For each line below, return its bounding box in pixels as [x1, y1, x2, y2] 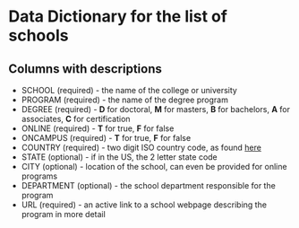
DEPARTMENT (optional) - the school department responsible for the [21, 180, 277, 190]
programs [21, 171, 58, 181]
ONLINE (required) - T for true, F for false [21, 123, 175, 134]
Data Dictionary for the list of [8, 6, 227, 27]
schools [8, 25, 69, 46]
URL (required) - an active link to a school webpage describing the [21, 199, 268, 210]
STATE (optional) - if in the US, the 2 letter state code [21, 152, 218, 162]
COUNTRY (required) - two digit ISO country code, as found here [21, 142, 261, 153]
